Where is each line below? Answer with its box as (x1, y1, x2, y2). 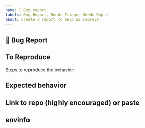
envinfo (5, 115, 31, 124)
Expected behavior (5, 81, 67, 89)
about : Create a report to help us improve (5, 17, 99, 22)
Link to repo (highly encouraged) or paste (5, 99, 140, 107)
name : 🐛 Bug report (5, 7, 47, 13)
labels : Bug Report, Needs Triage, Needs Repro (5, 12, 108, 17)
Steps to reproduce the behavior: (5, 67, 75, 73)
